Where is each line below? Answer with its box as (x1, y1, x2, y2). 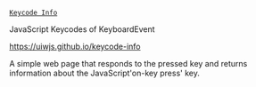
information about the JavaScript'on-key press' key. (9, 67, 201, 78)
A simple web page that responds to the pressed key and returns (9, 59, 248, 68)
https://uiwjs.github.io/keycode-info (9, 41, 141, 51)
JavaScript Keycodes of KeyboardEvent (9, 24, 155, 35)
